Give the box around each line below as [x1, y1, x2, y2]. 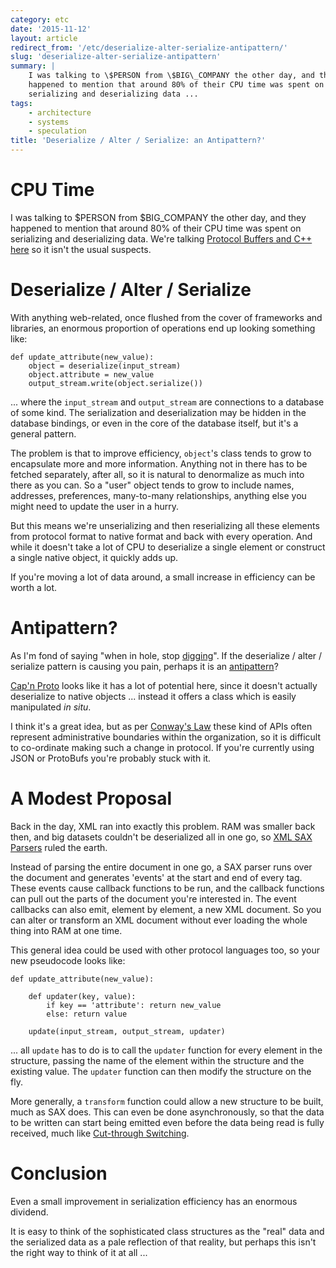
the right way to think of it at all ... [10, 1246, 148, 1258]
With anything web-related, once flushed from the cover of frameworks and [10, 311, 323, 323]
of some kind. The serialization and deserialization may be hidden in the [10, 406, 307, 418]
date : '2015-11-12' [10, 24, 92, 34]
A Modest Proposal [10, 787, 173, 810]
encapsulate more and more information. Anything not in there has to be [10, 457, 308, 470]
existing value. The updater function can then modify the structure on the [10, 1065, 312, 1077]
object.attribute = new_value [28, 369, 155, 380]
